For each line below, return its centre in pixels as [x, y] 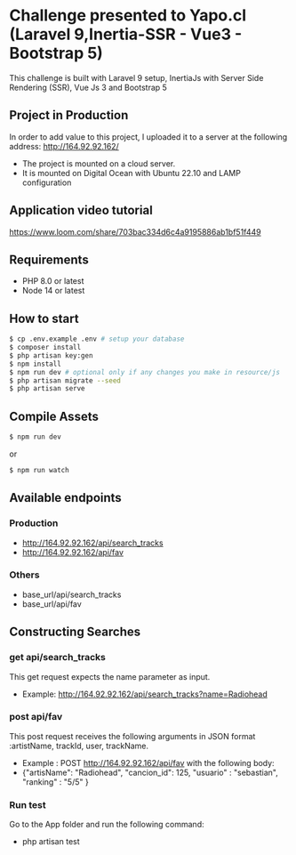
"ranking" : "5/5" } [55, 782]
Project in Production [69, 115]
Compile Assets [54, 416]
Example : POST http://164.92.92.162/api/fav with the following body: [148, 762]
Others [24, 575]
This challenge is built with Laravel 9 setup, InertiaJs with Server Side [136, 77]
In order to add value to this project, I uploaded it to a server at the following [148, 137]
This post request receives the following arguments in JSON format [132, 736]
